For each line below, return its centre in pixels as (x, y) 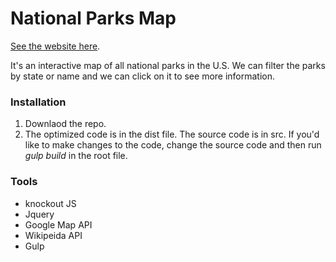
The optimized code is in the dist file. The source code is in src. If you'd (172, 134)
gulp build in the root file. (76, 156)
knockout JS (50, 203)
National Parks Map (93, 18)
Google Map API (58, 224)
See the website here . (55, 46)
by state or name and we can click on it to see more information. (143, 76)
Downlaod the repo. (65, 124)
